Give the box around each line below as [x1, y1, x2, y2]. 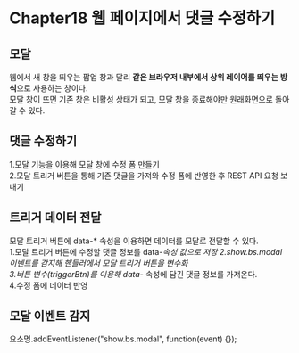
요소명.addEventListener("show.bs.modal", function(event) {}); [9, 333, 237, 344]
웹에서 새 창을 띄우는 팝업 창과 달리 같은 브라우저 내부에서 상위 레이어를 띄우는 [9, 72, 279, 82]
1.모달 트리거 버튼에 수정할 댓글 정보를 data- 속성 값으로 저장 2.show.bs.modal [9, 246, 283, 257]
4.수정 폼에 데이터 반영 [9, 280, 88, 291]
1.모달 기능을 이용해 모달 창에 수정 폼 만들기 [9, 159, 161, 169]
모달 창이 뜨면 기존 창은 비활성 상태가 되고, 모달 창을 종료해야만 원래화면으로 [9, 94, 274, 104]
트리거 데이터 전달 [9, 210, 102, 226]
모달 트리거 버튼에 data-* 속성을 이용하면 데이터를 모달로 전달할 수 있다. [9, 235, 259, 246]
